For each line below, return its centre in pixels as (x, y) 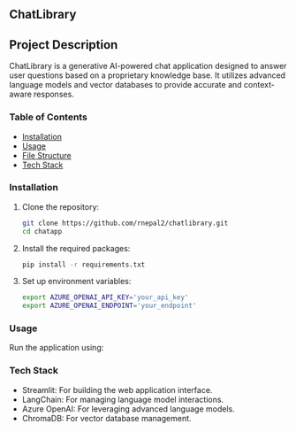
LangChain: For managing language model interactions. (122, 399)
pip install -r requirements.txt (83, 265)
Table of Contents (49, 117)
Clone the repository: (61, 206)
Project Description (64, 45)
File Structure (47, 155)
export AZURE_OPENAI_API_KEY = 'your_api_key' (105, 297)
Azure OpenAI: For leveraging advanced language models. (129, 409)
